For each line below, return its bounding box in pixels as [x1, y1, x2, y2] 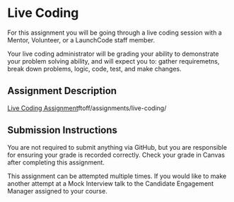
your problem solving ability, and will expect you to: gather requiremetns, [7, 57, 220, 65]
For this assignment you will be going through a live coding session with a [7, 28, 223, 37]
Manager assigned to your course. [7, 186, 107, 195]
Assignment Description [7, 85, 117, 97]
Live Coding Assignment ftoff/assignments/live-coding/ [7, 104, 167, 112]
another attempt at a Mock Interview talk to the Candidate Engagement [7, 179, 214, 188]
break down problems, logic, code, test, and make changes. [7, 64, 182, 73]
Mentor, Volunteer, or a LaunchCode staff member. [7, 35, 156, 44]
